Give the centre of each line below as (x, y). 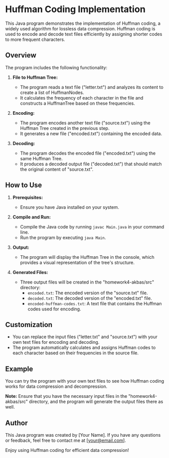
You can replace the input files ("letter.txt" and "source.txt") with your (85, 337)
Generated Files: (30, 272)
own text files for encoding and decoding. (56, 342)
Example (19, 369)
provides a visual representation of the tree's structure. (77, 262)
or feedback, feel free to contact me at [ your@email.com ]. (66, 440)
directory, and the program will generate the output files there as (96, 402)
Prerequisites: (28, 197)
